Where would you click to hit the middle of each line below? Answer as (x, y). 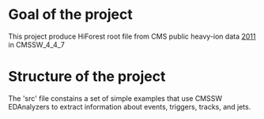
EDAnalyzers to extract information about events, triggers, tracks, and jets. (130, 106)
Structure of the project (87, 77)
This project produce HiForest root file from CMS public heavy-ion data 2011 (132, 36)
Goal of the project (70, 15)
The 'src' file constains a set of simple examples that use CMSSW (115, 98)
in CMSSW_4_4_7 (36, 44)
